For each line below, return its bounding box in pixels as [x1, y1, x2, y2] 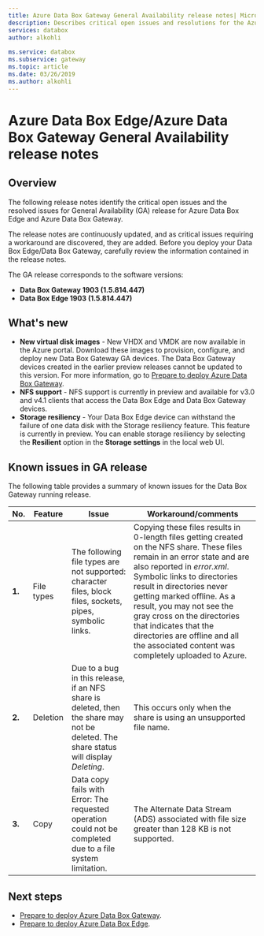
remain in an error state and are [133, 551, 250, 562]
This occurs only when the [133, 703, 232, 714]
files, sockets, [71, 596, 123, 607]
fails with [71, 784, 104, 795]
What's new [8, 316, 68, 330]
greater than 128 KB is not [133, 823, 232, 834]
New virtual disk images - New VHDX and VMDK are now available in [19, 337, 246, 347]
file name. [133, 722, 170, 733]
